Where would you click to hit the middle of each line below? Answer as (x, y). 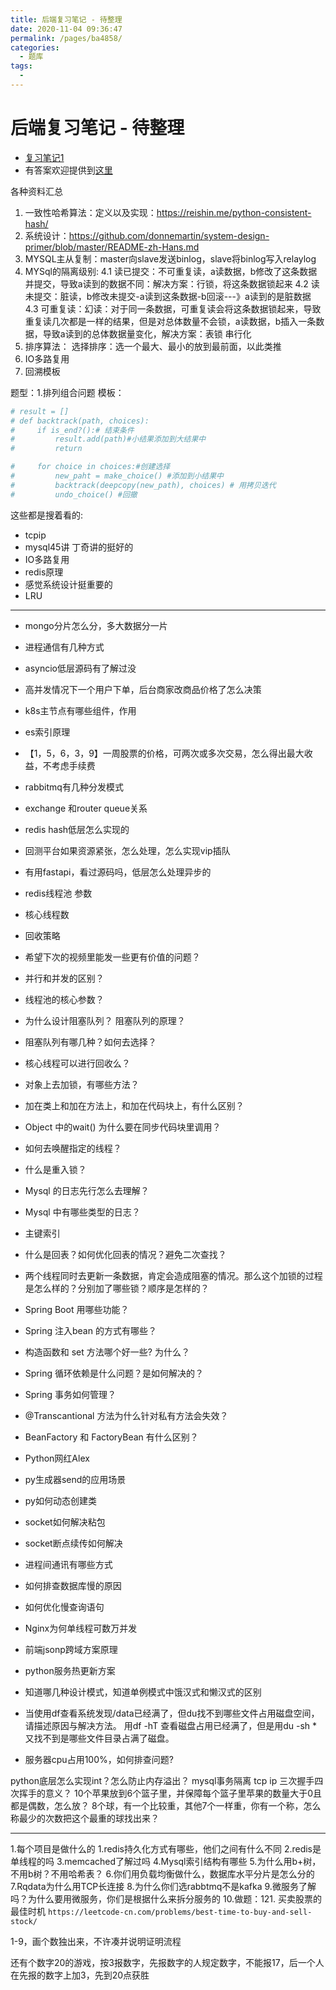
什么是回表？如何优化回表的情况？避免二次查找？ (125, 1254)
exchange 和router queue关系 (86, 808)
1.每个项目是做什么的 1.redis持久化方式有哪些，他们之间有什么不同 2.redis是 (166, 1848)
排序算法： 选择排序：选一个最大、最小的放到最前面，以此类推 (153, 346)
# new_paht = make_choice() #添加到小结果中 (117, 476)
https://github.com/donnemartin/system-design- (169, 235)
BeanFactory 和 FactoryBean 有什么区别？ (111, 1437)
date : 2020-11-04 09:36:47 (66, 29)
